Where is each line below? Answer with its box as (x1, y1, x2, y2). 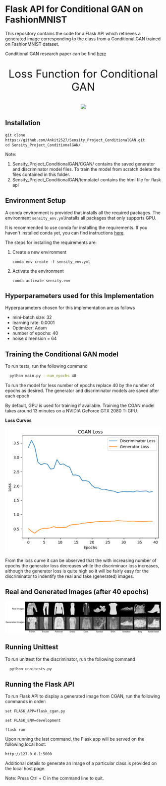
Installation (5, 119, 41, 127)
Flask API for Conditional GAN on (5, 3, 144, 15)
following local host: (5, 741, 46, 747)
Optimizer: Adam (12, 325, 47, 331)
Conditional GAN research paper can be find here (5, 51, 107, 57)
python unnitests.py (9, 666, 52, 671)
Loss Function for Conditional (8, 67, 159, 80)
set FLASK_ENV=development (5, 718, 61, 723)
